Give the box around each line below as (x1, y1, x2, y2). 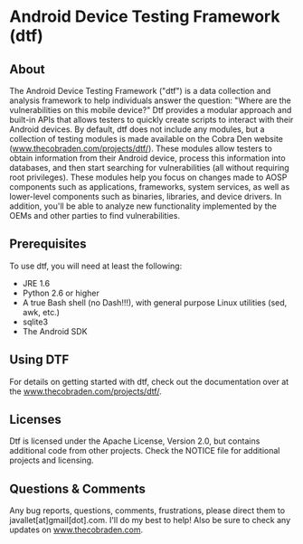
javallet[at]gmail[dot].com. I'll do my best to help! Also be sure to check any (9, 515, 291, 526)
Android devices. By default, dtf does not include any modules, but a (9, 124, 265, 135)
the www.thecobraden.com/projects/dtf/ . (9, 386, 162, 397)
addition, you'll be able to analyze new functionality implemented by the (9, 201, 278, 211)
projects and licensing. (9, 455, 94, 466)
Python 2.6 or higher (22, 287, 99, 298)
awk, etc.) (22, 306, 61, 317)
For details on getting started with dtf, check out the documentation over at (9, 376, 289, 387)
